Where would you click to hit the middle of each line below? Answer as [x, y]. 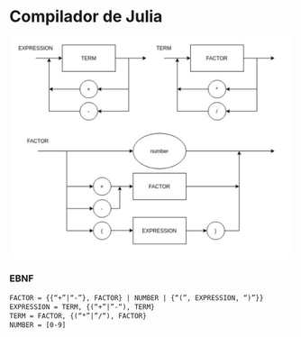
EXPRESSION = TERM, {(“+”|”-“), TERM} [82, 307]
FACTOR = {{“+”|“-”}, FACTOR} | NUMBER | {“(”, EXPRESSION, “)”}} [137, 298]
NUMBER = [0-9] [38, 325]
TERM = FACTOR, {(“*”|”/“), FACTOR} [78, 316]
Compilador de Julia [86, 17]
